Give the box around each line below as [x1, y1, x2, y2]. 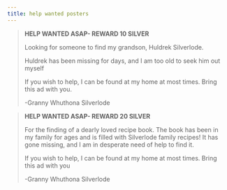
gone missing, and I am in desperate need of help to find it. [24, 140, 194, 149]
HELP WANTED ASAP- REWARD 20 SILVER [24, 112, 151, 120]
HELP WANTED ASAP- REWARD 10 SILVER [24, 29, 149, 38]
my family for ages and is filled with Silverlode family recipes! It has [24, 133, 219, 141]
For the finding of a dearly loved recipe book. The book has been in [24, 125, 219, 133]
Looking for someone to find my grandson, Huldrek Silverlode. [24, 43, 204, 51]
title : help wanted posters [7, 10, 89, 17]
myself [24, 64, 44, 72]
